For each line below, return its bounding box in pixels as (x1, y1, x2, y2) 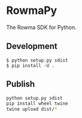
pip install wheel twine (6, 100, 68, 107)
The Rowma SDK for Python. (6, 24, 77, 31)
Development (6, 41, 58, 51)
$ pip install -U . (6, 62, 55, 68)
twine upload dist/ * (6, 107, 58, 113)
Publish (6, 79, 35, 90)
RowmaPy (6, 4, 57, 18)
